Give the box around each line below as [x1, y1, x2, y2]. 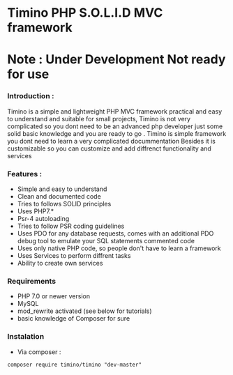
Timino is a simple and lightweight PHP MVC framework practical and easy [7, 107, 222, 116]
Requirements [7, 276, 57, 286]
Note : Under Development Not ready [7, 52, 226, 68]
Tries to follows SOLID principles [17, 199, 112, 208]
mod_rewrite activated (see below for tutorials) [17, 307, 152, 315]
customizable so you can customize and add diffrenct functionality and [7, 144, 211, 153]
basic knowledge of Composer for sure [17, 314, 130, 323]
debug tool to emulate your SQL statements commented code [17, 236, 195, 245]
